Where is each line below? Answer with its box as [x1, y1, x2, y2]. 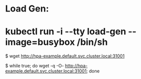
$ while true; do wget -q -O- [5, 63, 64, 69]
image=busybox [5, 36, 75, 48]
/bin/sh [77, 36, 108, 48]
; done [86, 68, 100, 74]
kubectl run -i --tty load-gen [5, 26, 126, 37]
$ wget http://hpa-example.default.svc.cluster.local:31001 [5, 53, 125, 59]
